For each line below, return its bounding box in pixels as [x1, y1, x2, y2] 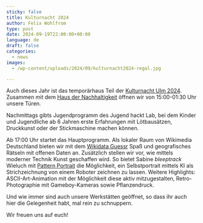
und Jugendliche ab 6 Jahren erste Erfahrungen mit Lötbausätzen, [6, 118, 173, 125]
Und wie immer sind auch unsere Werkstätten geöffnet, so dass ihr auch [6, 193, 187, 201]
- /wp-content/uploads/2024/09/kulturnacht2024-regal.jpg [12, 65, 162, 72]
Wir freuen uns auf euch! [6, 211, 68, 219]
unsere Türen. [6, 100, 41, 107]
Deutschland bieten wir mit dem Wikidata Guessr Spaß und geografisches [6, 143, 191, 150]
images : [6, 59, 26, 65]
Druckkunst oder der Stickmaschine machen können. [6, 125, 139, 132]
